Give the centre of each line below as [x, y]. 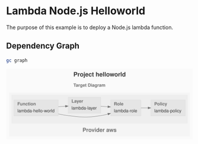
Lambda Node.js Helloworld [76, 11]
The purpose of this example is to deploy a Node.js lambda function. [90, 27]
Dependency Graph [43, 46]
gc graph [17, 60]
